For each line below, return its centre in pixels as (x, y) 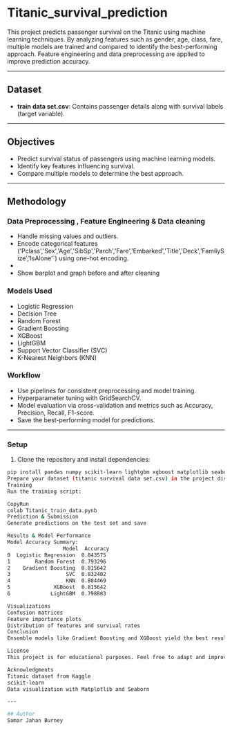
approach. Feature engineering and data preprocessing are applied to (106, 54)
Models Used (30, 291)
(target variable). (41, 114)
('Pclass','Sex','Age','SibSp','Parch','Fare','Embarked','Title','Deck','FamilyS (120, 251)
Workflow (24, 375)
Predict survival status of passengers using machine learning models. (116, 159)
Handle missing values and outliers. (68, 236)
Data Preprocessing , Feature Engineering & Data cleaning (106, 221)
